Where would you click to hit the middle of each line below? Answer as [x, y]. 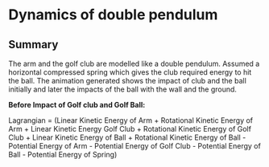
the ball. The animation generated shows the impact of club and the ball [128, 81]
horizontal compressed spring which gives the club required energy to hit [130, 72]
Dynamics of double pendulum [113, 15]
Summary [33, 45]
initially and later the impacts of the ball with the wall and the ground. [123, 89]
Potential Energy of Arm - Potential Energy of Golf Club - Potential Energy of [135, 146]
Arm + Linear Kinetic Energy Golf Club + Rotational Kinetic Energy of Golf [130, 129]
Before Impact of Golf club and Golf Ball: [77, 105]
